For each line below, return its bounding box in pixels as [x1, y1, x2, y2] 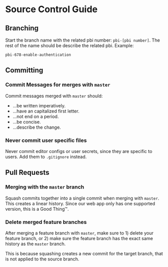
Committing [5, 66, 44, 74]
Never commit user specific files [5, 137, 87, 144]
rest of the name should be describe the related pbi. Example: [5, 43, 134, 49]
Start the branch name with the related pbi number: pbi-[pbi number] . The [5, 37, 160, 43]
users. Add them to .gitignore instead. [5, 154, 87, 160]
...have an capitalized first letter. [12, 108, 79, 114]
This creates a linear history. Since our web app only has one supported [5, 200, 155, 206]
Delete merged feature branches [5, 218, 87, 225]
